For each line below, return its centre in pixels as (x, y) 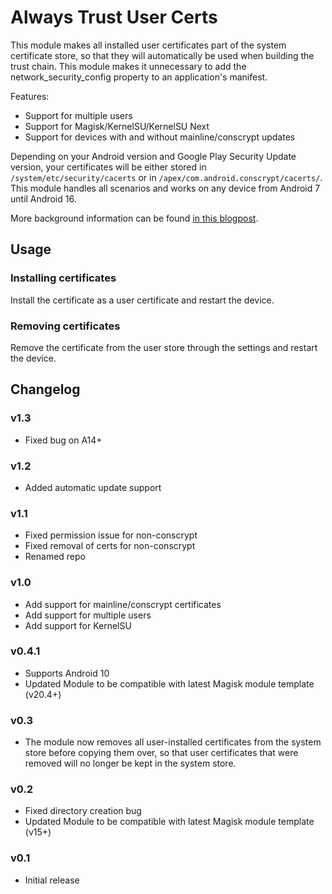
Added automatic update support (93, 487)
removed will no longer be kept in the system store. (130, 763)
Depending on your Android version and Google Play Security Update (153, 156)
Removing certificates (65, 326)
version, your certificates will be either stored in (108, 167)
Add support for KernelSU (78, 625)
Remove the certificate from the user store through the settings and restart (164, 347)
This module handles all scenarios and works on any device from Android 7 (165, 188)
